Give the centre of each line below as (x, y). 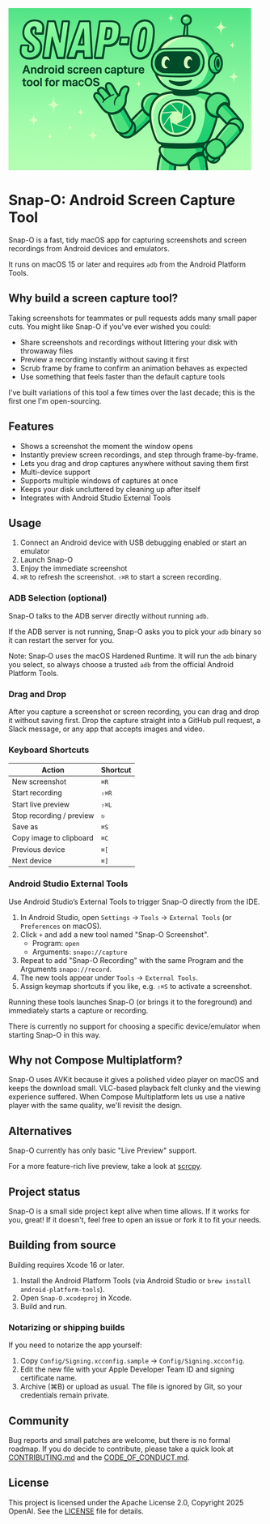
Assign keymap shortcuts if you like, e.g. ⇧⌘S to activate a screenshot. (136, 986)
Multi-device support (55, 472)
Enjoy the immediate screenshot (74, 568)
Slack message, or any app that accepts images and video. (107, 729)
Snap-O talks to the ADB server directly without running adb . (108, 615)
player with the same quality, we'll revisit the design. (95, 1106)
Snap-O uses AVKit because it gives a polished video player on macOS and (134, 1080)
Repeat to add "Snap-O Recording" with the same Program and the (132, 960)
